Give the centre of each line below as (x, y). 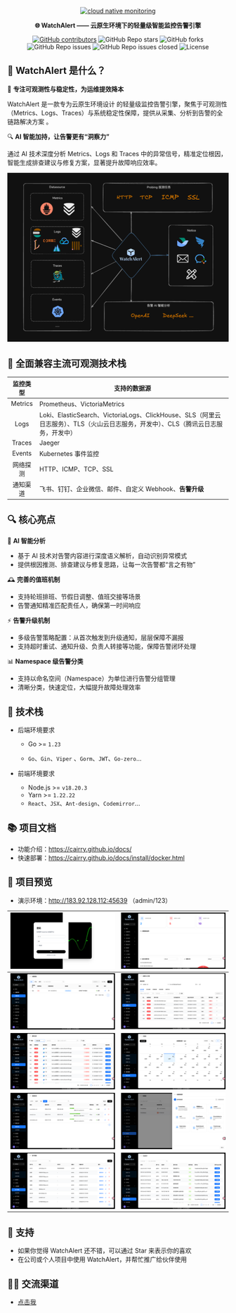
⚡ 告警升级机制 (29, 621)
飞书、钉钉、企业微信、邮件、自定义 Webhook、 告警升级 (122, 489)
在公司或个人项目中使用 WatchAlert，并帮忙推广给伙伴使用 (102, 1260)
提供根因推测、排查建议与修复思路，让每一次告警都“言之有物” (106, 565)
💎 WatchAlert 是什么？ (57, 71)
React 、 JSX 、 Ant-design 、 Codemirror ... (84, 804)
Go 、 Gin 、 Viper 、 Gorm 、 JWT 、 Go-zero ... (85, 759)
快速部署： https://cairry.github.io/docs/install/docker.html (101, 858)
